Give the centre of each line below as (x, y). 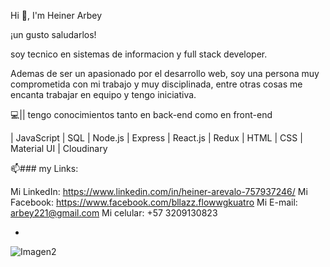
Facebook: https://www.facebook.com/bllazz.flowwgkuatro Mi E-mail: (154, 202)
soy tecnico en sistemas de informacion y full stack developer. (139, 54)
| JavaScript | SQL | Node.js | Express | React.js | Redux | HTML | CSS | (156, 138)
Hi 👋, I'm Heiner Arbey (56, 15)
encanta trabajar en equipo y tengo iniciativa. (103, 94)
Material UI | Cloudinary (59, 148)
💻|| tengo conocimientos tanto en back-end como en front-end (141, 114)
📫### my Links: (44, 168)
